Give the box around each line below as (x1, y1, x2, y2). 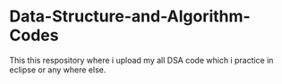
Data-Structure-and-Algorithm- (9, 6, 251, 27)
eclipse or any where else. (9, 64, 107, 75)
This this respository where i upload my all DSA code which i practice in (9, 55, 274, 65)
